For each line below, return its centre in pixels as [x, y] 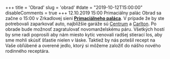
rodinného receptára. [28, 51]
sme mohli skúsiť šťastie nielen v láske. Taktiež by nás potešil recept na [80, 40]
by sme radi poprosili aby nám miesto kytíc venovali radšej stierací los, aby [84, 35]
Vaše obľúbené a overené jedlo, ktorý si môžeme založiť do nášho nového [83, 45]
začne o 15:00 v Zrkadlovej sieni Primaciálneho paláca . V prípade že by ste [85, 18]
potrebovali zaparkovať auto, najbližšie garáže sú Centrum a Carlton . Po [81, 24]
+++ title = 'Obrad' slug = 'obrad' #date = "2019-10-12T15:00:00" [74, 7]
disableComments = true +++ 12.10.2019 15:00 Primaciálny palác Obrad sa [83, 13]
